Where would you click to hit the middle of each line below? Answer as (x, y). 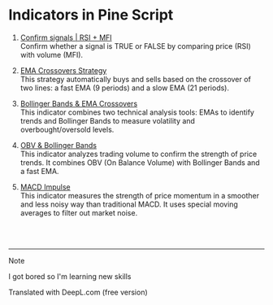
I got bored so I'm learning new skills (70, 276)
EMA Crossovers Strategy (63, 70)
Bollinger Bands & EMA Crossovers (79, 103)
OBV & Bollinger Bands (58, 145)
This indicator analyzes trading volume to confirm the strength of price (139, 154)
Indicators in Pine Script (91, 15)
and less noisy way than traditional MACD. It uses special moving (129, 204)
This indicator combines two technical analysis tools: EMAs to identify (137, 112)
